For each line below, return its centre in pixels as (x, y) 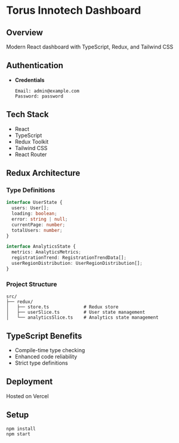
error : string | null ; (40, 219)
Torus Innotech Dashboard (74, 10)
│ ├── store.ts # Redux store (62, 307)
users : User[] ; (30, 208)
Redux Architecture (43, 173)
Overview (25, 33)
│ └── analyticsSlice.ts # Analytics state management (83, 317)
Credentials (30, 80)
